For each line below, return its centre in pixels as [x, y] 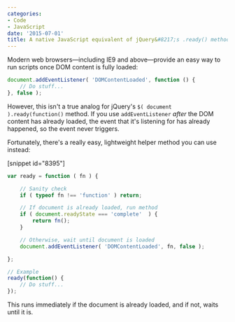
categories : [24, 14]
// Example [23, 272]
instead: [19, 149]
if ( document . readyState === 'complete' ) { [89, 214]
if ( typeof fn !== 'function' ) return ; [81, 195]
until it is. [20, 312]
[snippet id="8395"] [36, 163]
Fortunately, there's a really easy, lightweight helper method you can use [112, 142]
